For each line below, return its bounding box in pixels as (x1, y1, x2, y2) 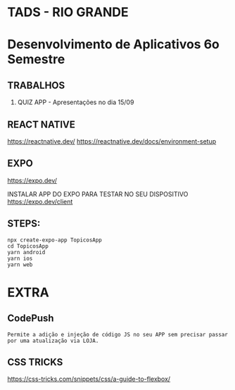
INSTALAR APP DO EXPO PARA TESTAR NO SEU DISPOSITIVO (7, 189, 189, 198)
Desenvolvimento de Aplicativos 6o (7, 37, 220, 53)
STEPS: (7, 218, 41, 229)
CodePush (7, 313, 54, 325)
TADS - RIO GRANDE (7, 4, 129, 20)
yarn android (7, 249, 46, 256)
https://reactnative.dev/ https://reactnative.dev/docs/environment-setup (7, 137, 217, 145)
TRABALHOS (7, 79, 65, 92)
